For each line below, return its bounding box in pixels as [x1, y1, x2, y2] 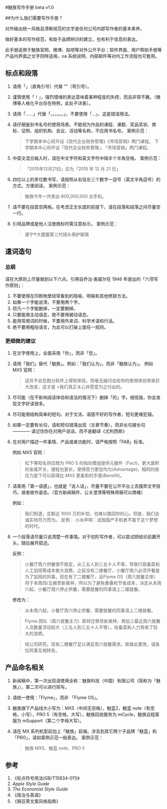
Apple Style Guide [12, 781, 50, 787]
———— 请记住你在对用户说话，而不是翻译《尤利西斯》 [12, 428, 127, 434]
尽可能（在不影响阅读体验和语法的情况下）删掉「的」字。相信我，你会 [12, 394, 157, 400]
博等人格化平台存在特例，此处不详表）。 [12, 100, 93, 106]
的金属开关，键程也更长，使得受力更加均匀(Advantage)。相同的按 [24, 466, 160, 472]
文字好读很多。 [16, 400, 48, 406]
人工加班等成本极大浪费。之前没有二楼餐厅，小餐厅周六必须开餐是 [24, 567, 160, 573]
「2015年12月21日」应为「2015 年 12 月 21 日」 [24, 165, 121, 171]
